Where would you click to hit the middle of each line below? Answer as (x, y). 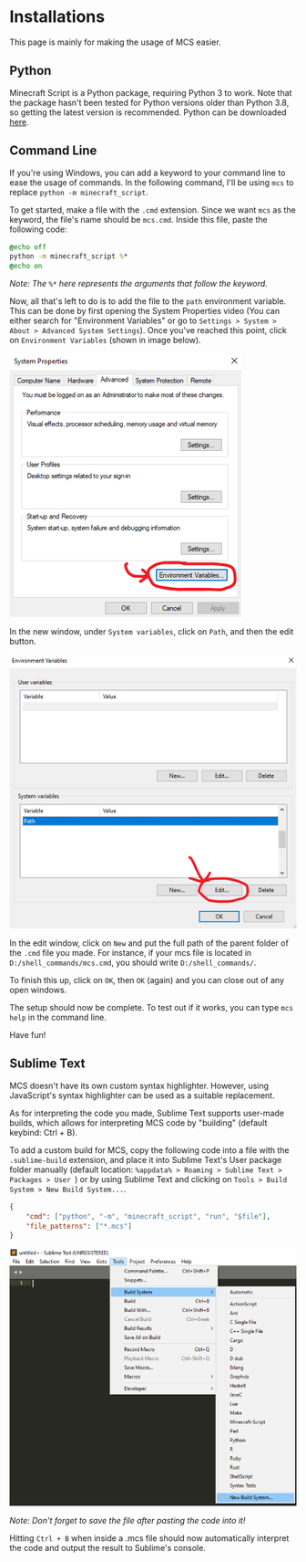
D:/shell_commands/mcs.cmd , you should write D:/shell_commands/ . (133, 962)
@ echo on (26, 267)
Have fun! (28, 1035)
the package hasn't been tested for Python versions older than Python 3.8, (149, 102)
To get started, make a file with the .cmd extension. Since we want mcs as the (153, 210)
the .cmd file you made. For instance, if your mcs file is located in (131, 953)
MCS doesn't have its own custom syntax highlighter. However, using (139, 1085)
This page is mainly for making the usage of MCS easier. (115, 42)
